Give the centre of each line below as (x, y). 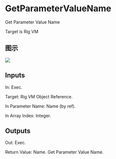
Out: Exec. (15, 143)
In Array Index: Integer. (28, 115)
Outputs (18, 131)
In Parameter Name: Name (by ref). (40, 106)
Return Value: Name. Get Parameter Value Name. (54, 152)
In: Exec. (14, 87)
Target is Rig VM (22, 31)
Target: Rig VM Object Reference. (39, 96)
